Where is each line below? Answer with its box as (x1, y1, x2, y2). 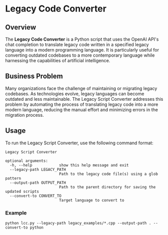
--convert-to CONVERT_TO (10, 193, 62, 198)
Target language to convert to (59, 197, 124, 203)
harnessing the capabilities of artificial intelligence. (5, 58, 110, 63)
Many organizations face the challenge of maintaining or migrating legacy (5, 85, 157, 91)
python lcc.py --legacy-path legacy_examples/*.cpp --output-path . (5, 220, 151, 225)
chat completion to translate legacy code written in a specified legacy (5, 42, 149, 48)
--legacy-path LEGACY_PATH (10, 167, 66, 172)
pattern (5, 176, 22, 181)
